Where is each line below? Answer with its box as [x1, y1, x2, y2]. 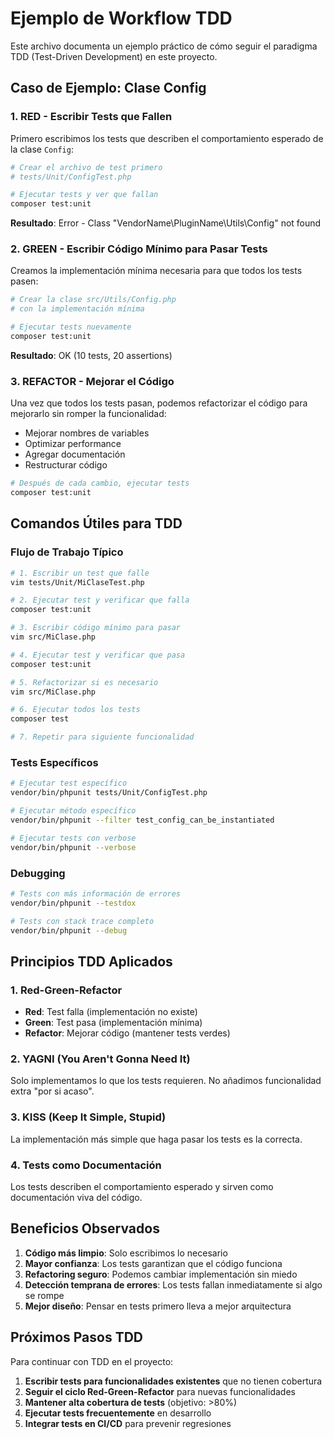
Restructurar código [24, 459, 108, 471]
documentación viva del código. [10, 1191, 143, 1203]
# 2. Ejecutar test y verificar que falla [10, 595, 190, 606]
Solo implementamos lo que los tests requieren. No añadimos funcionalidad [10, 1075, 322, 1087]
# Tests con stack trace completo [10, 916, 155, 926]
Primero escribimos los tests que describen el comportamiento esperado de [10, 132, 324, 144]
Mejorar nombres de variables [24, 427, 150, 439]
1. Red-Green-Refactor [10, 983, 123, 997]
